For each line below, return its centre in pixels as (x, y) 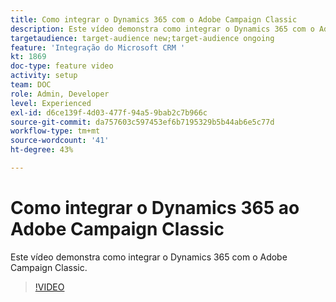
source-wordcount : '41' (60, 141)
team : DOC (31, 85)
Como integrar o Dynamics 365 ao (155, 208)
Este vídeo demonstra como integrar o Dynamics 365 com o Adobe (149, 257)
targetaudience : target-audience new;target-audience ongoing (142, 38)
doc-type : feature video (62, 66)
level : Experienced (51, 103)
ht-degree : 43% (42, 150)
